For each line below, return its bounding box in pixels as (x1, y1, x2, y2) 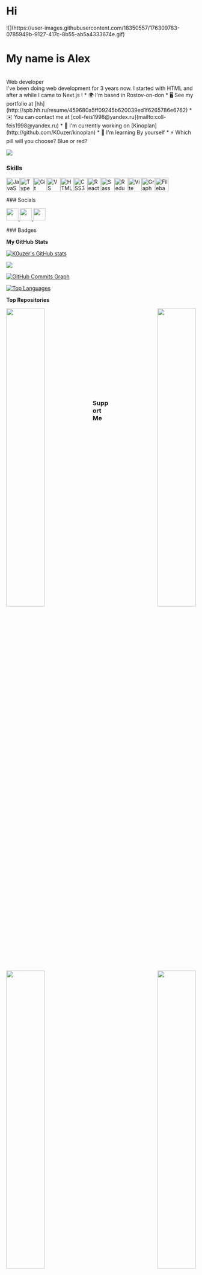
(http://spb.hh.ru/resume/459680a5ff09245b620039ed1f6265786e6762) (6, 106, 188, 113)
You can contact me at (14, 113, 70, 120)
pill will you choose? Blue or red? (6, 137, 88, 144)
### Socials (6, 196, 36, 203)
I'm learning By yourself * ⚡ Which (106, 129, 191, 136)
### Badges (6, 226, 37, 234)
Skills (6, 164, 23, 172)
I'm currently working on (69, 122, 130, 129)
